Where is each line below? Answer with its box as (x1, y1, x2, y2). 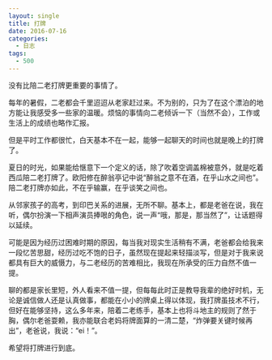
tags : (8, 49, 27, 58)
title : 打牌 (8, 19, 46, 28)
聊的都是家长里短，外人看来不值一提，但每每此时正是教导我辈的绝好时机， (8, 285, 257, 294)
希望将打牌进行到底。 (8, 342, 79, 353)
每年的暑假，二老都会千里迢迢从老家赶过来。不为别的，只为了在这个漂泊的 (8, 97, 257, 107)
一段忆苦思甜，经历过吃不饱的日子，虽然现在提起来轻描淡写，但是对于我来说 (8, 247, 264, 257)
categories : (8, 34, 49, 43)
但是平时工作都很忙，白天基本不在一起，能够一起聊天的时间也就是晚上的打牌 (8, 135, 264, 144)
